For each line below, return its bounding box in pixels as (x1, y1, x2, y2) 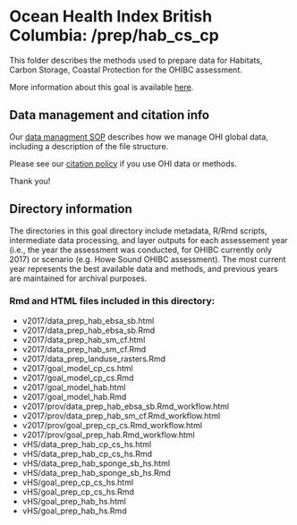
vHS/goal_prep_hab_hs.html (21, 495, 127, 506)
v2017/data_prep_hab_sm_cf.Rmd (21, 343, 147, 354)
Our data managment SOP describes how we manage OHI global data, (9, 131, 268, 142)
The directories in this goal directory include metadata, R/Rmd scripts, (9, 225, 267, 236)
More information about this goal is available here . (9, 81, 194, 92)
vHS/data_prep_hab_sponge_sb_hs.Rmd (21, 467, 172, 478)
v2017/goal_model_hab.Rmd (21, 391, 127, 402)
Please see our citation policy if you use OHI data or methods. (9, 158, 237, 169)
